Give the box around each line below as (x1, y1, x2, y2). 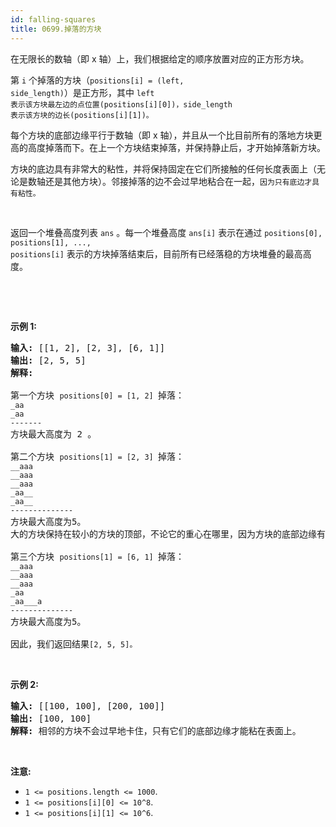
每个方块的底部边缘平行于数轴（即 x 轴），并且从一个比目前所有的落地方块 (10, 129, 314, 141)
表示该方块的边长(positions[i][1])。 (10, 110, 154, 120)
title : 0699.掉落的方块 (10, 24, 102, 34)
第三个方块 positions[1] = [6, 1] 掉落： (10, 551, 185, 562)
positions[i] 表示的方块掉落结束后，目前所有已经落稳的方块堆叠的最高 (10, 247, 303, 260)
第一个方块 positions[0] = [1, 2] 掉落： (10, 389, 185, 401)
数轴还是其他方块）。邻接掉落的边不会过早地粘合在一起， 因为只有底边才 (27, 175, 313, 187)
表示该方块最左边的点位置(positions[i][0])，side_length (10, 99, 233, 110)
